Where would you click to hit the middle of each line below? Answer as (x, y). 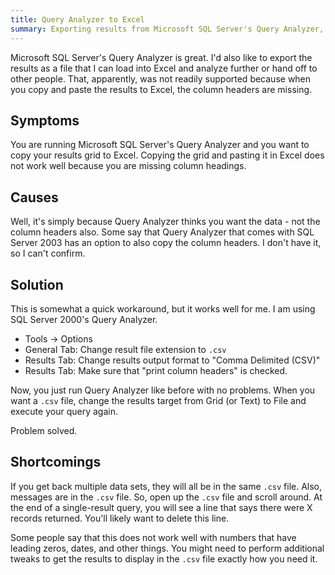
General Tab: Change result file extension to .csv (125, 349)
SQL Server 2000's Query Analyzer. (84, 319)
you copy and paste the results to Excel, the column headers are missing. (161, 89)
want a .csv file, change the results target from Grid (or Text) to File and (158, 400)
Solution (37, 284)
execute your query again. (64, 411)
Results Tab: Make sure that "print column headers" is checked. (156, 370)
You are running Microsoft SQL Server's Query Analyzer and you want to (160, 145)
